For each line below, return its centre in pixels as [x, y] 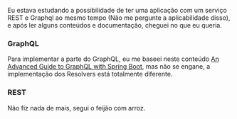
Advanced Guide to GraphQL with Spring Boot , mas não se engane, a [109, 67]
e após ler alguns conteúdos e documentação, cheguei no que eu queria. [115, 25]
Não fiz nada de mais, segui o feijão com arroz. [77, 108]
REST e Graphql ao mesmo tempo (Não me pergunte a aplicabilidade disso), [119, 18]
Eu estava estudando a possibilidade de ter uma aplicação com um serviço [117, 10]
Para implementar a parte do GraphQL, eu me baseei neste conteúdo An [113, 59]
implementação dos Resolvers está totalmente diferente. [90, 74]
